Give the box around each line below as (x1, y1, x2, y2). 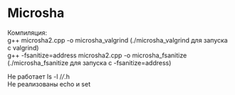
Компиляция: (7, 28, 48, 37)
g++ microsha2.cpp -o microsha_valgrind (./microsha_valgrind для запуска (7, 35, 228, 44)
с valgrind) (7, 43, 39, 52)
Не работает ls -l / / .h (7, 72, 70, 81)
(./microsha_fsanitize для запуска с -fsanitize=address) (7, 58, 172, 67)
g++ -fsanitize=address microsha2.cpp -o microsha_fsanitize (7, 51, 187, 60)
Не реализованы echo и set (7, 79, 91, 88)
